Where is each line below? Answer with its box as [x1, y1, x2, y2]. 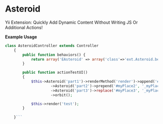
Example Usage [5, 34, 37, 40]
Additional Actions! [5, 24, 43, 30]
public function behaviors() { [22, 52, 86, 57]
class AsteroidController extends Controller [5, 43, 98, 48]
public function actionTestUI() [22, 70, 88, 75]
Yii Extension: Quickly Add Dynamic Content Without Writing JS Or [5, 19, 138, 25]
